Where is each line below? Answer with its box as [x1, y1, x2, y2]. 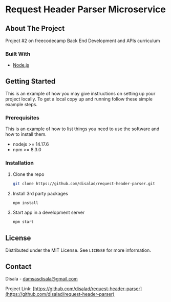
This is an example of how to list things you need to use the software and [5, 126, 160, 132]
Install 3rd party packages [12, 190, 68, 196]
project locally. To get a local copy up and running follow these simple [5, 96, 153, 102]
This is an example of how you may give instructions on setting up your [5, 91, 156, 97]
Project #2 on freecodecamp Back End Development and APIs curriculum [5, 37, 160, 44]
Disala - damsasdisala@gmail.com [5, 275, 78, 281]
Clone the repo [12, 171, 45, 177]
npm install [12, 200, 38, 206]
